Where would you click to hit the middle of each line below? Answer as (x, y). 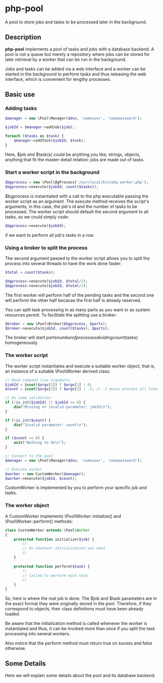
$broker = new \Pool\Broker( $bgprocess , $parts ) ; (56, 324)
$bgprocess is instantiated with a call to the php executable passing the (77, 196)
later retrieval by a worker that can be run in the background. (66, 59)
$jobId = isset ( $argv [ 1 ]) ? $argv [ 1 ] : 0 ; (49, 385)
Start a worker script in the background (52, 172)
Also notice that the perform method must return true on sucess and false (79, 643)
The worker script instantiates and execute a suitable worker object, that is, (80, 366)
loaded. (13, 614)
